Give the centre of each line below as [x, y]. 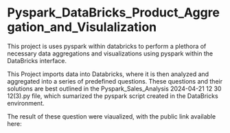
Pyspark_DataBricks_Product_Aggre [113, 13]
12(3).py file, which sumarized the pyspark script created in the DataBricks [113, 96]
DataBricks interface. [37, 60]
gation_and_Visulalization [82, 27]
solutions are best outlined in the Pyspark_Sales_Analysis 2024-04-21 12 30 [114, 88]
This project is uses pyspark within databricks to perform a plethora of [107, 46]
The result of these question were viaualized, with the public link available [112, 116]
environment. [26, 103]
